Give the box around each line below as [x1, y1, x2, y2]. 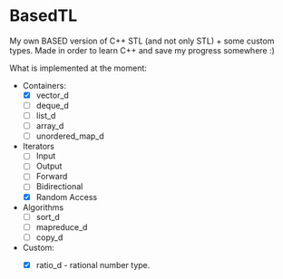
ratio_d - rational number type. [35, 259, 151, 270]
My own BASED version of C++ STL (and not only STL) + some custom [9, 35, 275, 46]
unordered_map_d [35, 130, 104, 141]
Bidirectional [35, 181, 83, 192]
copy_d [35, 232, 63, 243]
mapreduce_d [35, 221, 88, 232]
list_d [35, 111, 56, 121]
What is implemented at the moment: [9, 63, 148, 73]
